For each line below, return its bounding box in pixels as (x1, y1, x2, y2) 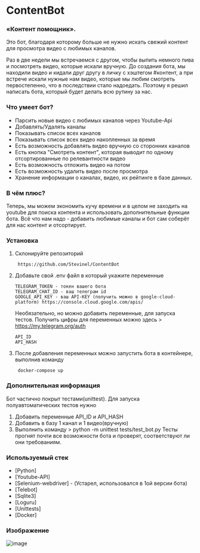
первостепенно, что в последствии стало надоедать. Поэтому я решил (6, 82, 188, 89)
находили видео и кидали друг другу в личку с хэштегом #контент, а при (6, 69, 193, 77)
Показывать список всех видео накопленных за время (14, 136, 155, 143)
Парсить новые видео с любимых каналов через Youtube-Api (14, 117, 173, 124)
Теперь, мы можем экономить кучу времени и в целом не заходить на (6, 203, 188, 210)
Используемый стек (6, 453, 69, 462)
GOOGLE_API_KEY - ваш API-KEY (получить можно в (14, 294, 139, 300)
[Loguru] (14, 499, 37, 506)
